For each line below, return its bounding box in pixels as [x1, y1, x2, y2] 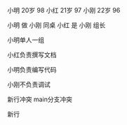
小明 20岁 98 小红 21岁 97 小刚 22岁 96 [7, 6, 121, 14]
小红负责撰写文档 [7, 51, 57, 59]
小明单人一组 [7, 36, 44, 44]
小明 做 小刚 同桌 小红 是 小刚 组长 [7, 21, 106, 29]
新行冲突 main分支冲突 [7, 95, 72, 103]
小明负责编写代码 [7, 66, 57, 73]
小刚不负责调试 [7, 80, 51, 89]
